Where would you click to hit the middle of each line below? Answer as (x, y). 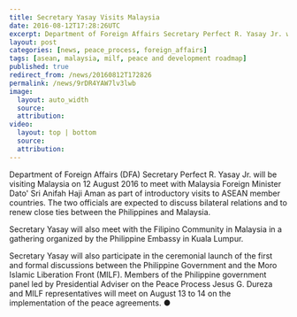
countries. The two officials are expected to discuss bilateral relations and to (148, 202)
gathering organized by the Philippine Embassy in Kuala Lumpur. (126, 238)
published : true (39, 67)
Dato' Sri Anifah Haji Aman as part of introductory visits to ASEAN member (145, 193)
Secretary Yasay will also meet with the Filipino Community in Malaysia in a (146, 229)
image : (21, 91)
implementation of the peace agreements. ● (90, 303)
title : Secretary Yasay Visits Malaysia (85, 17)
